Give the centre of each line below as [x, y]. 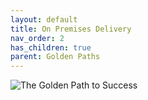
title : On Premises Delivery [71, 29]
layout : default [44, 19]
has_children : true [51, 47]
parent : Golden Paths [55, 57]
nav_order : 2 [37, 38]
